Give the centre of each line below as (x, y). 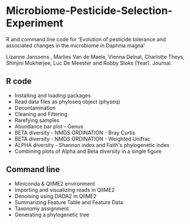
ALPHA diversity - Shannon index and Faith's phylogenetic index (92, 145)
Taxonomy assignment (42, 208)
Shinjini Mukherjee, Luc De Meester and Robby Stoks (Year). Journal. (89, 63)
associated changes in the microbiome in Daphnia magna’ (75, 45)
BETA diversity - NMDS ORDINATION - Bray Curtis (75, 132)
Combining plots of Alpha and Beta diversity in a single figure (88, 151)
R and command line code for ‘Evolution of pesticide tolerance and (86, 39)
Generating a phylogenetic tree (52, 215)
